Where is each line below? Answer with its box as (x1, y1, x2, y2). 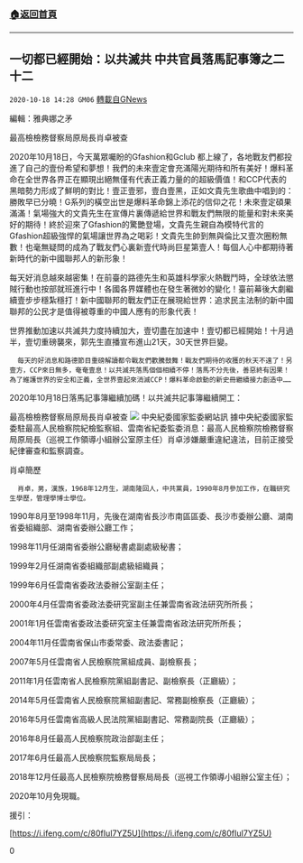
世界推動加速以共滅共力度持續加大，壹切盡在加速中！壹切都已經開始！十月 (9, 325, 286, 336)
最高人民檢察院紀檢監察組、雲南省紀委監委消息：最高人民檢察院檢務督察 (24, 422, 294, 434)
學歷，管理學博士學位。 (15, 494, 90, 503)
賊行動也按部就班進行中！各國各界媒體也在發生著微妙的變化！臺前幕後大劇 (9, 283, 286, 294)
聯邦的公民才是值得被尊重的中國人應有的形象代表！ (9, 306, 199, 317)
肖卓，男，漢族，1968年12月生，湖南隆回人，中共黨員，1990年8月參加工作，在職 (17, 485, 277, 494)
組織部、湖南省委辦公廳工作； (24, 522, 136, 534)
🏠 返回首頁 (9, 7, 58, 20)
